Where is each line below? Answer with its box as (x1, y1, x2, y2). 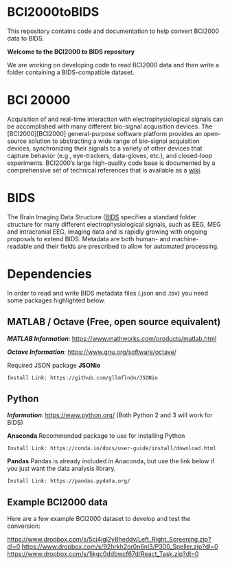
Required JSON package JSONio (7, 361, 101, 369)
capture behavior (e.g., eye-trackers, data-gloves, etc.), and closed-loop (7, 151, 213, 159)
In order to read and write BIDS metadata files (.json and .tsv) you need (7, 289, 208, 297)
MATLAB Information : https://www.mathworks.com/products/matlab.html (7, 334, 217, 342)
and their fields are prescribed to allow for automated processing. (33, 242, 219, 250)
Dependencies (7, 266, 92, 282)
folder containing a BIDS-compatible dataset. (7, 68, 135, 76)
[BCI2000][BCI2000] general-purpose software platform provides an (7, 129, 203, 137)
